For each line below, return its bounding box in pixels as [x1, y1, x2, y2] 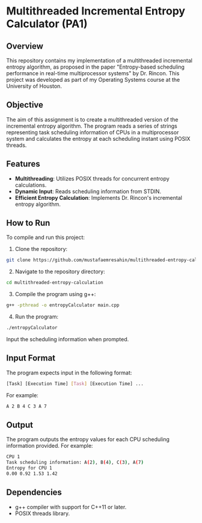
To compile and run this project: [6, 234, 85, 241]
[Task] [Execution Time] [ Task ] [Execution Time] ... [6, 380, 144, 386]
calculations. [14, 181, 47, 188]
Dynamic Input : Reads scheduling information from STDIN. [14, 188, 161, 195]
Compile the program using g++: [14, 291, 96, 298]
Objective [6, 100, 44, 110]
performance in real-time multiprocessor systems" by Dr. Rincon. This [6, 70, 180, 76]
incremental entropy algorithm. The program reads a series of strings [6, 122, 177, 129]
